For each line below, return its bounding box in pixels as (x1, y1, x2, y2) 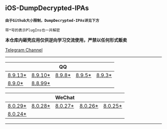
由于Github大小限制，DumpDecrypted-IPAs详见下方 (5, 18, 99, 23)
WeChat (55, 94, 75, 101)
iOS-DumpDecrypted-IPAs (5, 4, 89, 12)
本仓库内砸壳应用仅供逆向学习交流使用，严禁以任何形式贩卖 (5, 37, 127, 43)
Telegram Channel (5, 47, 43, 53)
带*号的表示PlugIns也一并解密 (5, 27, 61, 33)
